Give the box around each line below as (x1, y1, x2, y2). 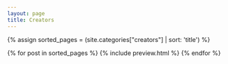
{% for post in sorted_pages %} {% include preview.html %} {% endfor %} (7, 49, 221, 57)
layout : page (7, 10, 45, 17)
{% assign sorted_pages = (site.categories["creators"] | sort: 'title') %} (7, 35, 211, 43)
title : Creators (7, 17, 54, 23)
